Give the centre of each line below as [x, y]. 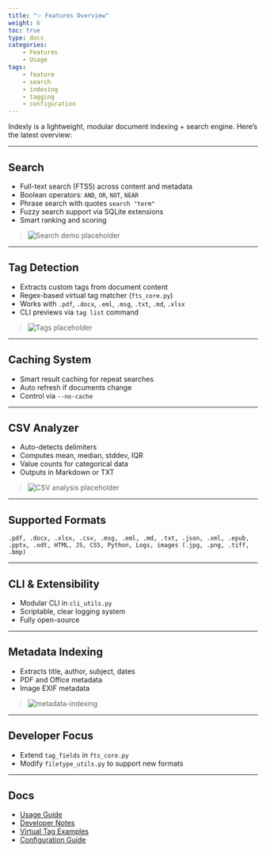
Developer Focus [51, 736]
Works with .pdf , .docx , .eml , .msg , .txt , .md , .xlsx [102, 304]
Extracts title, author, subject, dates [78, 671]
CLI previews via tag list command [79, 312]
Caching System [50, 360]
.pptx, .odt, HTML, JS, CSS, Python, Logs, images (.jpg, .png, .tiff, [129, 545]
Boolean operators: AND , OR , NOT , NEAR [79, 194]
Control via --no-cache [56, 395]
